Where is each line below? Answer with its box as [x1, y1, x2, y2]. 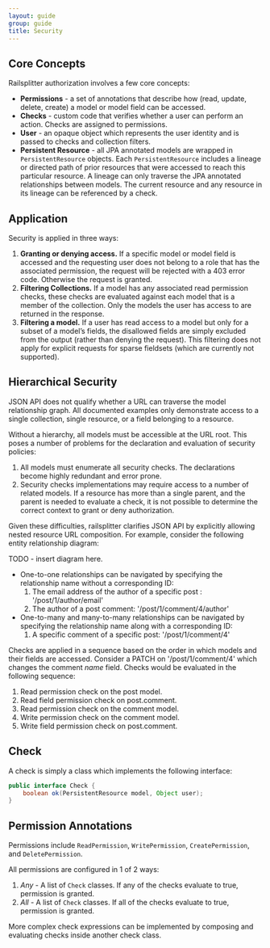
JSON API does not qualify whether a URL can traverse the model [8, 397, 226, 407]
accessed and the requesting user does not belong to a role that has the [19, 258, 260, 267]
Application [8, 212, 69, 225]
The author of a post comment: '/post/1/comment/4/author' [31, 604, 230, 613]
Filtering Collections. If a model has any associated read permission [19, 284, 248, 293]
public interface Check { [8, 782, 95, 790]
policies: [8, 446, 36, 457]
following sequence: [8, 671, 76, 680]
